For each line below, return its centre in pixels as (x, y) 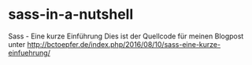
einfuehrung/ (30, 52)
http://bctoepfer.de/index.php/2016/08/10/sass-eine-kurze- (124, 44)
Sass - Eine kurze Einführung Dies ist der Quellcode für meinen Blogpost (126, 36)
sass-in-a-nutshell (71, 14)
